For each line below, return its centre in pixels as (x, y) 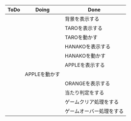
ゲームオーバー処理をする (94, 111)
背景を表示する (82, 19)
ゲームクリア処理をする (92, 102)
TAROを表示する (84, 28)
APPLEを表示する (85, 65)
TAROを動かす (81, 37)
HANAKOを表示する (88, 46)
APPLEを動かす (42, 74)
